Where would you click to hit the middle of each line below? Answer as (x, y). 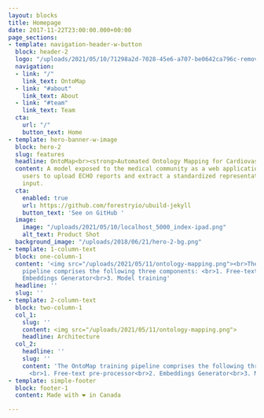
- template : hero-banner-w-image (63, 139)
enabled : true (45, 198)
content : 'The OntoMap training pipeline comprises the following (133, 366)
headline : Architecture (61, 337)
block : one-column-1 (49, 256)
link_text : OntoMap (54, 81)
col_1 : (26, 315)
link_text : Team (49, 111)
